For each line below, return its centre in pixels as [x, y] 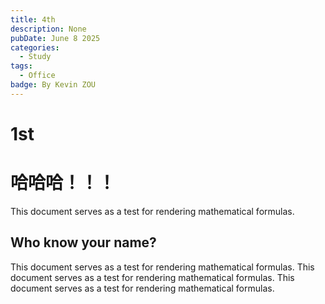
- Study [35, 57]
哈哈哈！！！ [63, 183]
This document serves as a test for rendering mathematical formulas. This [162, 267]
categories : [35, 47]
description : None [48, 29]
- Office [37, 76]
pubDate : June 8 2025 [55, 38]
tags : [21, 66]
